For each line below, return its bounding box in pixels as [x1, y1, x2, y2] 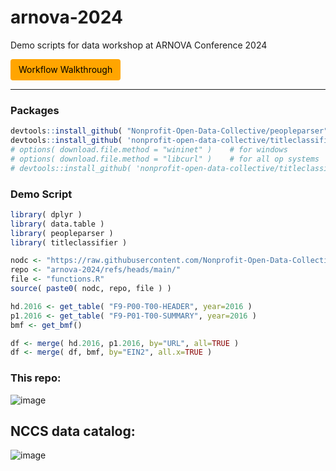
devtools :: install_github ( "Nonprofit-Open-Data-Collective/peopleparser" [10, 126, 329, 136]
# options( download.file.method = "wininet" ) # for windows [10, 144, 288, 155]
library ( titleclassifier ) [10, 237, 128, 248]
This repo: [10, 371, 62, 385]
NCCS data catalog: [10, 422, 136, 440]
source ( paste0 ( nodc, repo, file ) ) [10, 284, 172, 294]
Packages [10, 103, 60, 117]
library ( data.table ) [10, 219, 105, 229]
